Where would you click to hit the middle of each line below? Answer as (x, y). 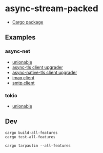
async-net (18, 51)
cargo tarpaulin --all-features (38, 145)
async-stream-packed (52, 9)
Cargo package (28, 22)
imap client (23, 77)
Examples (20, 37)
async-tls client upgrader (38, 67)
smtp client (23, 83)
